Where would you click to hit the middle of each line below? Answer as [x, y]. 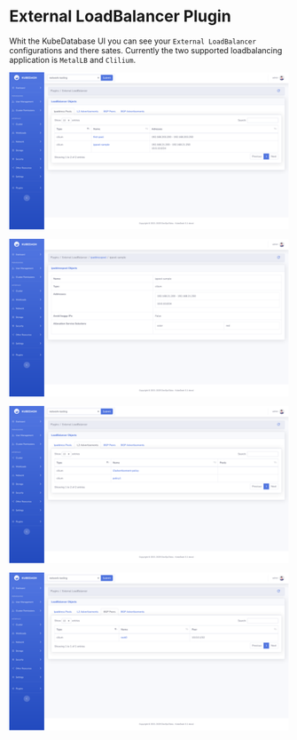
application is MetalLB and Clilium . [72, 60]
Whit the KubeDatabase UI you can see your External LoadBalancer [133, 41]
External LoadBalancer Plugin [121, 16]
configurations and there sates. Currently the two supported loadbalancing [146, 50]
